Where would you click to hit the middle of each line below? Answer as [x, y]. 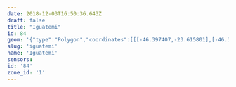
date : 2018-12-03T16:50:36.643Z [54, 14]
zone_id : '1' [26, 72]
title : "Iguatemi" [34, 27]
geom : [15, 40]
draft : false [26, 20]
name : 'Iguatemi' [33, 53]
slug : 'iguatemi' [33, 46]
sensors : [20, 60]
